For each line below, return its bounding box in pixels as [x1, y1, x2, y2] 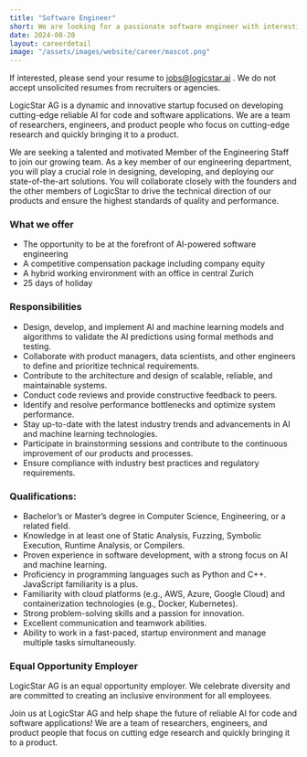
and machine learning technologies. [22, 428, 158, 439]
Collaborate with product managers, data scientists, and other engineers [22, 350, 296, 361]
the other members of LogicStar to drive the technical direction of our [9, 186, 271, 197]
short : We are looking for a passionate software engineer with [9, 22, 259, 31]
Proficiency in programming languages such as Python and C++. [22, 569, 267, 581]
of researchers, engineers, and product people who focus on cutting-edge [9, 120, 291, 131]
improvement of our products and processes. [22, 447, 194, 458]
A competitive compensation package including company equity [22, 258, 266, 270]
